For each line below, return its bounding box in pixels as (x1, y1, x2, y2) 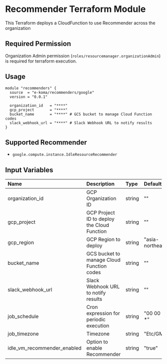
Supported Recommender (5, 138, 87, 146)
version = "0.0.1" (9, 94, 48, 99)
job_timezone (7, 330, 39, 337)
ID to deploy (86, 216, 115, 222)
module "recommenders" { (5, 85, 57, 90)
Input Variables (5, 165, 54, 174)
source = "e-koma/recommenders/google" (9, 90, 94, 95)
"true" (144, 345, 158, 352)
